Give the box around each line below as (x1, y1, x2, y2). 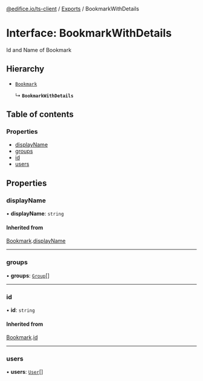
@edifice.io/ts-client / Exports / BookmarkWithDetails (6, 5, 140, 12)
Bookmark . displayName (6, 237, 66, 245)
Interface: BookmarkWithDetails (6, 27, 172, 40)
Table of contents (6, 109, 74, 120)
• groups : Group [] (6, 272, 50, 279)
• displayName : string (6, 210, 65, 217)
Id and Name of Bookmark (6, 46, 72, 53)
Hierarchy (6, 64, 45, 75)
